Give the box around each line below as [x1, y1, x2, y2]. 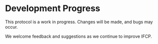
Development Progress [5, 3, 100, 14]
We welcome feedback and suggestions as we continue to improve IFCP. [5, 33, 152, 39]
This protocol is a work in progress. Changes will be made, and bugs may [5, 19, 153, 25]
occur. [5, 24, 18, 29]
